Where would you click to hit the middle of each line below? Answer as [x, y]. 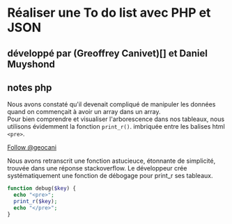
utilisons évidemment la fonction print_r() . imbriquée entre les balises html [116, 127]
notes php [30, 87]
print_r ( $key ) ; [36, 202]
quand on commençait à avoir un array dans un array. [84, 112]
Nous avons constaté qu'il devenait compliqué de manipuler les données [111, 104]
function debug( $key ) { [42, 189]
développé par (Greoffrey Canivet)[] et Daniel [107, 53]
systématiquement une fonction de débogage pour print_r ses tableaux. [110, 176]
